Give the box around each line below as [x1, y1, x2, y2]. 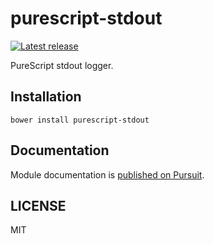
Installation [10, 88, 82, 106]
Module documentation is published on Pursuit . [10, 168, 205, 181]
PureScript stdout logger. [10, 59, 114, 71]
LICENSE [10, 197, 67, 214]
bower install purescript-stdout [10, 115, 150, 125]
